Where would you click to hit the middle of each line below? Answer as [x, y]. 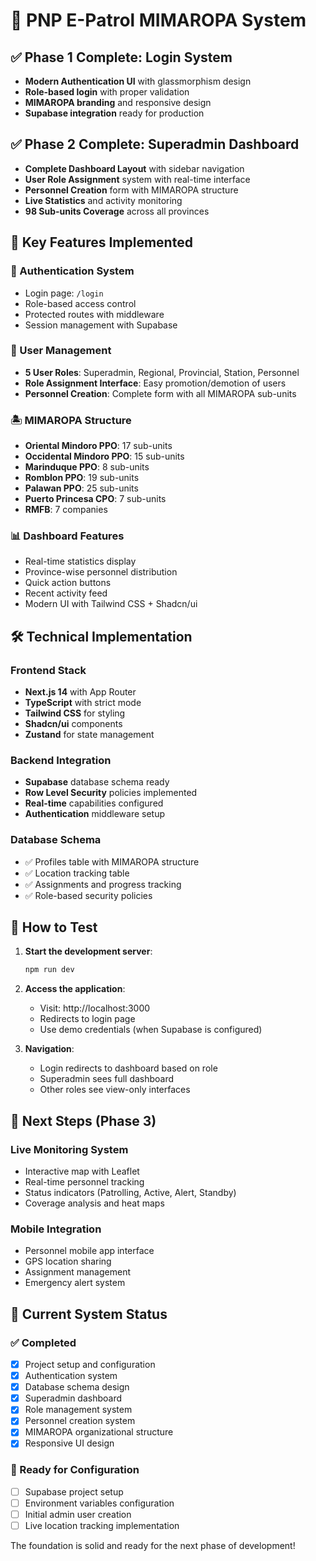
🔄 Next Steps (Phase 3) [83, 1120]
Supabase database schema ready [97, 782]
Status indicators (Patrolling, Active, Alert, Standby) [130, 1193]
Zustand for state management [89, 735]
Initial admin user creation [78, 1514]
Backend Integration [61, 760]
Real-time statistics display [80, 561]
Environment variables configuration [99, 1503]
